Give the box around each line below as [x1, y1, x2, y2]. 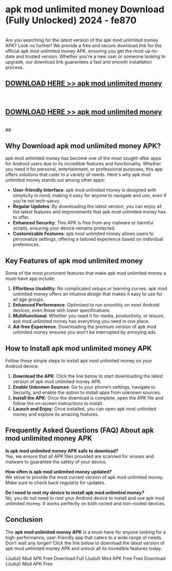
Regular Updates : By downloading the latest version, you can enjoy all [12, 203, 162, 210]
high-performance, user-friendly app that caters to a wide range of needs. [5, 534, 163, 540]
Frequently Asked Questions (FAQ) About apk [5, 426, 154, 435]
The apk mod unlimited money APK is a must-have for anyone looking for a [5, 529, 166, 535]
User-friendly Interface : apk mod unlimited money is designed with [12, 187, 157, 193]
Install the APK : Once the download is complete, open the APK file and [12, 395, 163, 401]
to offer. [12, 214, 30, 220]
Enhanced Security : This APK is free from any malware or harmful [12, 220, 154, 226]
